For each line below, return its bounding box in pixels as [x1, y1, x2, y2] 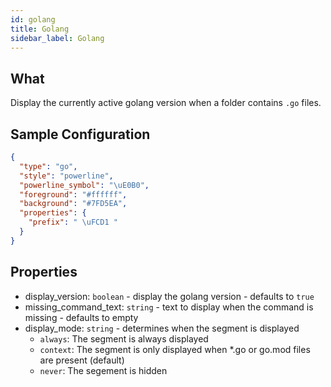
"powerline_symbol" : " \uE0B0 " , [19, 180, 150, 190]
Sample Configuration [10, 126, 151, 143]
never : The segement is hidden [39, 364, 168, 376]
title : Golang [10, 24, 70, 34]
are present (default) [39, 354, 125, 366]
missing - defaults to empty [24, 311, 139, 323]
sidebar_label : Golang [10, 33, 105, 43]
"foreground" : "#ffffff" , [19, 189, 128, 200]
